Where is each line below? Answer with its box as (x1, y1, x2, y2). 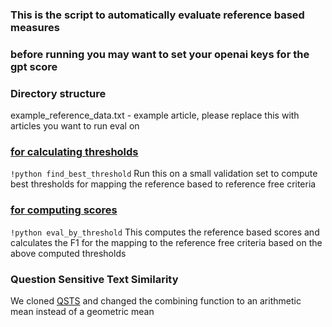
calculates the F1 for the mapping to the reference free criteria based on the (10, 236, 323, 248)
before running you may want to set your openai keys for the (10, 47, 310, 61)
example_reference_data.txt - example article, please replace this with (10, 109, 300, 122)
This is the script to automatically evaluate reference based (10, 8, 305, 22)
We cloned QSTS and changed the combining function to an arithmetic (10, 295, 302, 307)
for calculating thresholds (10, 145, 139, 159)
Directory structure (10, 86, 107, 100)
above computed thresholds (10, 247, 127, 259)
